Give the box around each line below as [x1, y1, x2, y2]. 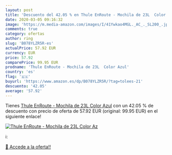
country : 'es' [5, 70, 36, 75]
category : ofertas [5, 31, 45, 36]
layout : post [5, 7, 33, 13]
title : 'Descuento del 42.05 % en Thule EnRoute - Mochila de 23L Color [5, 12, 166, 17]
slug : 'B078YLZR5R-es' [5, 41, 54, 46]
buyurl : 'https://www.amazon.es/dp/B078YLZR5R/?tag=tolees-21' [5, 79, 143, 84]
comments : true [5, 27, 38, 32]
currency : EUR [5, 50, 36, 55]
